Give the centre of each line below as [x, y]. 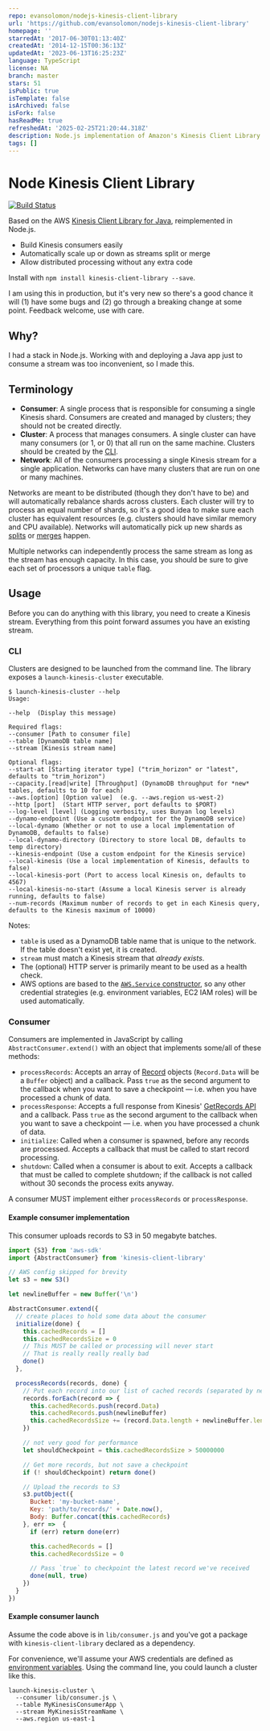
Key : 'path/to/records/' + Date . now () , [96, 1509]
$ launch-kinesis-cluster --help [64, 692]
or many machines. [52, 477]
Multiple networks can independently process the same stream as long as [131, 551]
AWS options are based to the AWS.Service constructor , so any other [133, 984]
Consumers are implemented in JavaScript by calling [96, 1040]
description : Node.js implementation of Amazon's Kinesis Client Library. [136, 135]
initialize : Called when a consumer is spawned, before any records [135, 1140]
